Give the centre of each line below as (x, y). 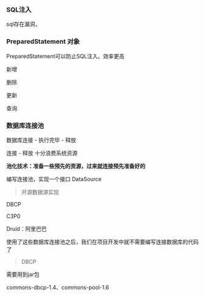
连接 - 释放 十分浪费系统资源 (42, 153)
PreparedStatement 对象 (43, 42)
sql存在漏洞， (23, 24)
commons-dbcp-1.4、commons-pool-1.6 (58, 287)
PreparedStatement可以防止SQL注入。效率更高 (66, 56)
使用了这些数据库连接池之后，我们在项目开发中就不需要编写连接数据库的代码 (103, 242)
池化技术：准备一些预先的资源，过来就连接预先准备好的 (76, 166)
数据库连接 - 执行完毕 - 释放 (41, 140)
